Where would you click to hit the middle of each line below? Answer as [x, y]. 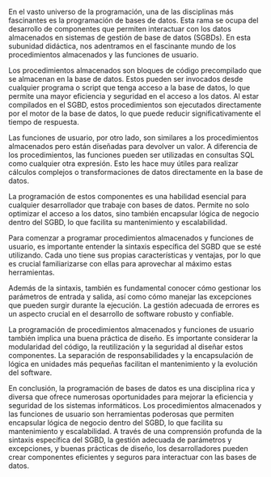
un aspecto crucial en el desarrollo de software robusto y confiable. [121, 314]
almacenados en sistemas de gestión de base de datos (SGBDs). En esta [129, 37]
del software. [30, 373]
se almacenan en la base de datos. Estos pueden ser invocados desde [126, 79]
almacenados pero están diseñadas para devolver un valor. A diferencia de [133, 146]
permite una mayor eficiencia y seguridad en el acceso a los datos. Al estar [134, 96]
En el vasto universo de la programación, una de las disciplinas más [121, 12]
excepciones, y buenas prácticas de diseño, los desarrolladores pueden [128, 448]
